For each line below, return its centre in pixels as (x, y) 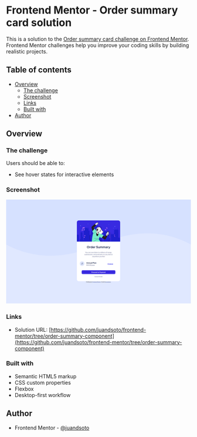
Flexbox (24, 389)
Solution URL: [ (33, 330)
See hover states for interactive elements (64, 174)
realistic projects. (27, 51)
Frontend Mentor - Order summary (92, 10)
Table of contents (39, 70)
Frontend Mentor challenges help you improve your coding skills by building (98, 45)
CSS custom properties (43, 382)
